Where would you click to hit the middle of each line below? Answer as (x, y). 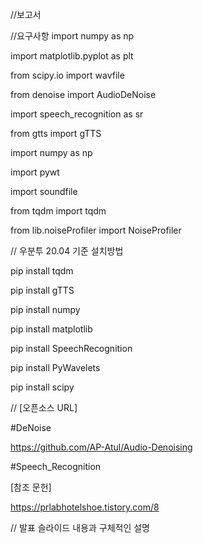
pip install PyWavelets (55, 367)
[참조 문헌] (31, 487)
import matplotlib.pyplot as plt (72, 56)
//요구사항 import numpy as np (72, 36)
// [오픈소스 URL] (44, 407)
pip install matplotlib (51, 329)
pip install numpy (45, 309)
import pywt (35, 172)
